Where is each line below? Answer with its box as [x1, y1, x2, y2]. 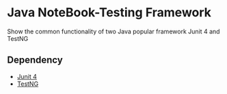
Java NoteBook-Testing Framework [7, 5, 212, 20]
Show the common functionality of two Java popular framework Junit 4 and [7, 27, 220, 35]
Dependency [7, 54, 63, 66]
